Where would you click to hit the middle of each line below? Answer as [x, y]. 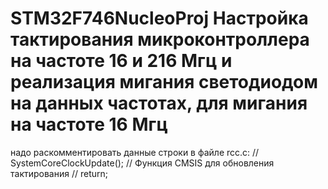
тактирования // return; [59, 173]
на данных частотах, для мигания [159, 103]
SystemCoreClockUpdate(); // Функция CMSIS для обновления [142, 163]
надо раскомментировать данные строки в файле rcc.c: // [135, 152]
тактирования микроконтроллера [160, 39]
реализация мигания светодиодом [164, 82]
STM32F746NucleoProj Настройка [159, 18]
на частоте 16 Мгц [89, 124]
